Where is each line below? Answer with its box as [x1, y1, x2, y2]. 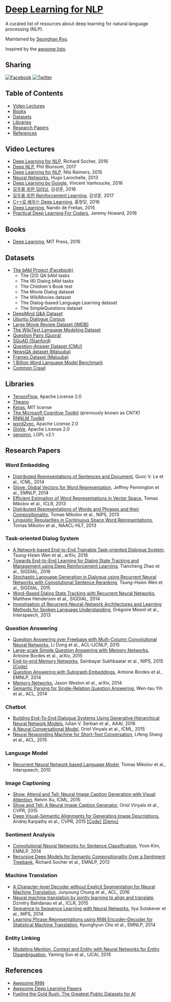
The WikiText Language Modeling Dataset [12, 327, 101, 333]
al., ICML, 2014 [12, 479, 44, 485]
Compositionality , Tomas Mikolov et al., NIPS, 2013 [12, 511, 119, 518]
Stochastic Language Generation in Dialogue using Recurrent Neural [12, 573, 157, 580]
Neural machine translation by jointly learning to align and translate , [12, 894, 155, 901]
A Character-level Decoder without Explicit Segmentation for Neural [12, 883, 156, 889]
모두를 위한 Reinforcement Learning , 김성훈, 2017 [12, 193, 114, 199]
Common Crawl [12, 365, 46, 371]
